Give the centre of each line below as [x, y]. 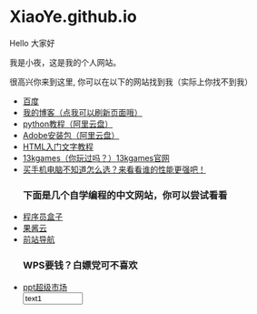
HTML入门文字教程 [58, 147]
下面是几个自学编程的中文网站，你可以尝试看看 [125, 195]
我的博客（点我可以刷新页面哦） [82, 112]
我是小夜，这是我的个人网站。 [65, 62]
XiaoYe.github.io [74, 17]
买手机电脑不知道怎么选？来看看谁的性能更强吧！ [114, 169]
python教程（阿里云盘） [68, 124]
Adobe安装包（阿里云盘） [71, 135]
